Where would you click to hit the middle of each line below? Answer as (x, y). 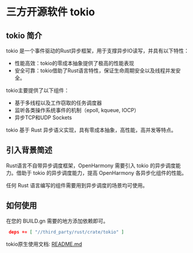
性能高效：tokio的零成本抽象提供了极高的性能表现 (74, 63)
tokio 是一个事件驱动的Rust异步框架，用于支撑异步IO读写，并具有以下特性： (97, 51)
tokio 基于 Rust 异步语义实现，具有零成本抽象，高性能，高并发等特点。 (91, 130)
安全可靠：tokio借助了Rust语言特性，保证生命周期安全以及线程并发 (95, 70)
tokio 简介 (24, 36)
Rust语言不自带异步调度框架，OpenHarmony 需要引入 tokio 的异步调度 (91, 166)
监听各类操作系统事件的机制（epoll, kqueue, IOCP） (77, 110)
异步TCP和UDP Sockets (43, 117)
